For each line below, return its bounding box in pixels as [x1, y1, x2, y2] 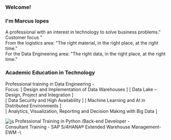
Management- [131, 124, 162, 130]
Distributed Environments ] [5, 103, 62, 109]
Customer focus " [5, 34, 42, 41]
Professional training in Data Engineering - [5, 81, 94, 87]
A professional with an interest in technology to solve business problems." [5, 29, 161, 35]
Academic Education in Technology [5, 69, 95, 76]
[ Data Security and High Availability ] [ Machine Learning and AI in [5, 97, 145, 103]
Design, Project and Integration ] [5, 91, 74, 98]
